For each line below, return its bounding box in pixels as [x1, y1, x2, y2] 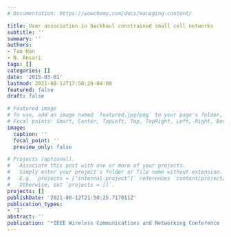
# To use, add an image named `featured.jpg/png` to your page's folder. [7, 111, 223, 119]
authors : [7, 42, 32, 49]
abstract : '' [7, 214, 45, 221]
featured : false [7, 87, 54, 93]
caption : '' [13, 131, 48, 137]
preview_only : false [13, 144, 72, 150]
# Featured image [7, 105, 57, 112]
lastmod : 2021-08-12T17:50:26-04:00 [7, 80, 112, 87]
